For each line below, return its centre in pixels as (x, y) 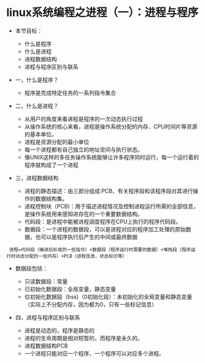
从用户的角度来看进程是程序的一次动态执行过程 (83, 119)
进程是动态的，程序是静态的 (60, 330)
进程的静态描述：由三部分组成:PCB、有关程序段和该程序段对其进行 (109, 191)
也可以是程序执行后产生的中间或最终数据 (87, 237)
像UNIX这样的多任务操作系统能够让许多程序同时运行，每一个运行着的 (112, 157)
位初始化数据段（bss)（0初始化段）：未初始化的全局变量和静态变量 (108, 296)
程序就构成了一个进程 (51, 165)
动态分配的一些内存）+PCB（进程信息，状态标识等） (71, 256)
